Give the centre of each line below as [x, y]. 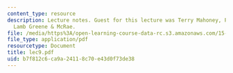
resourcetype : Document [42, 46]
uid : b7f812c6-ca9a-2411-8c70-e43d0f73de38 [71, 59]
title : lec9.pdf [31, 53]
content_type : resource [42, 14]
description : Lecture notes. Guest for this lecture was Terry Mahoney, [114, 20]
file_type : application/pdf [48, 40]
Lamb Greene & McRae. [45, 26]
